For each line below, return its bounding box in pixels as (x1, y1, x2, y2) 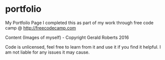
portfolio (5, 3, 42, 15)
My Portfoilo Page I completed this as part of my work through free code (5, 20, 154, 26)
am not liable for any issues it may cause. (5, 49, 90, 55)
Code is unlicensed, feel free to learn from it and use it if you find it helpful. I (5, 44, 161, 50)
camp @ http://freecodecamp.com (5, 25, 76, 30)
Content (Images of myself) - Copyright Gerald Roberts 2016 (5, 34, 129, 40)
